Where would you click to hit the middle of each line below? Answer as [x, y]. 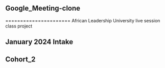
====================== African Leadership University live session [83, 20]
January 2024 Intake [39, 42]
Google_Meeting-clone [43, 8]
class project [19, 26]
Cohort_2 [20, 59]
